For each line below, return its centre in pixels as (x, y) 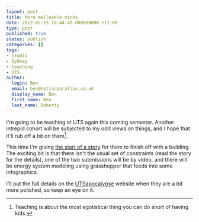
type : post (20, 28)
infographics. (22, 172)
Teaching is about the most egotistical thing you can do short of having (102, 207)
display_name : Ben (34, 94)
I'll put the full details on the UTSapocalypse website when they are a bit (94, 184)
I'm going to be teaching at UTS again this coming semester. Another (90, 122)
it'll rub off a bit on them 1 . (37, 135)
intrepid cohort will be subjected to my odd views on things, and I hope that (98, 128)
